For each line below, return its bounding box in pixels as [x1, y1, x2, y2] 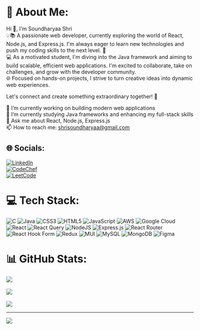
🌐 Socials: [6, 143, 45, 154]
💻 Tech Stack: [6, 194, 80, 207]
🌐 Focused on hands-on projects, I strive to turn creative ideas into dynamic [6, 74, 193, 82]
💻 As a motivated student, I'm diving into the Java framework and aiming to [6, 53, 192, 60]
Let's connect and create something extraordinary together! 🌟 [6, 92, 158, 100]
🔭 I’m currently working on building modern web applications [6, 104, 156, 111]
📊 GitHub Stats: [6, 252, 87, 266]
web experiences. [6, 81, 50, 88]
